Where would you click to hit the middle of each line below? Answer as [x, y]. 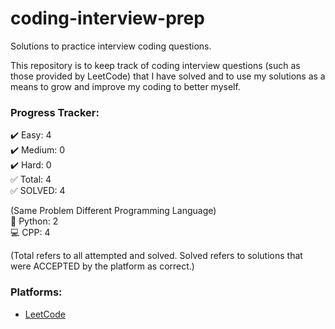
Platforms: [36, 292]
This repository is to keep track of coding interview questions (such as [155, 65]
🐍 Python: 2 [34, 221]
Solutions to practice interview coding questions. [111, 46]
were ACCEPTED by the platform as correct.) [102, 266]
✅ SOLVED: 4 [38, 191]
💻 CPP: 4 [30, 233]
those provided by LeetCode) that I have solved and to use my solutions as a [168, 76]
